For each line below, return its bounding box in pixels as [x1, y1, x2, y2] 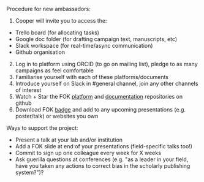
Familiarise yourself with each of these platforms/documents [15, 74, 168, 80]
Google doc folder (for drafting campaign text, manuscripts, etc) [15, 36, 178, 42]
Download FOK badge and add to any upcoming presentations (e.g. [15, 106, 186, 113]
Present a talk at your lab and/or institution [15, 136, 123, 143]
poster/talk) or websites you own [15, 113, 99, 119]
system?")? [15, 169, 44, 176]
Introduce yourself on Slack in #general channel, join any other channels [15, 80, 198, 87]
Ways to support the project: [6, 124, 78, 131]
